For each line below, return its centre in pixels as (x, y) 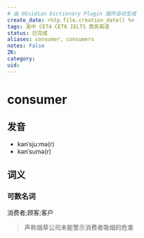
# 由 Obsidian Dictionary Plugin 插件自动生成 (72, 14)
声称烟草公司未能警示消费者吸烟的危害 (79, 228)
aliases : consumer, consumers (51, 40)
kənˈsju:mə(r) (36, 144)
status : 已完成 (27, 33)
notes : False (26, 46)
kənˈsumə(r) (34, 151)
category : (21, 59)
